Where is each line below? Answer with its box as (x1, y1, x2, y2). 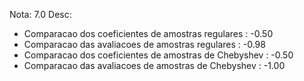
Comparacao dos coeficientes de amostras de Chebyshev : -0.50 (23, 49, 294, 61)
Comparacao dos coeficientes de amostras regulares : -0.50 (23, 28, 274, 39)
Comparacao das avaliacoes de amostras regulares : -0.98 (23, 39, 266, 50)
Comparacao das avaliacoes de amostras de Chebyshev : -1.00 (23, 60, 286, 71)
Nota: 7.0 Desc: (9, 9, 72, 20)
